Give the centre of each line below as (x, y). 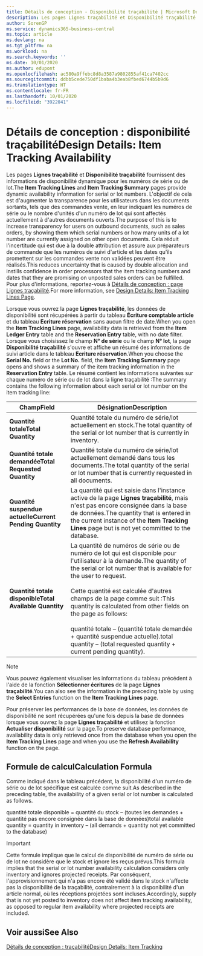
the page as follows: (99, 614)
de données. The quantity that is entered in (130, 513)
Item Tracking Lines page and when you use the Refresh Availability (93, 741)
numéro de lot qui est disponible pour (124, 553)
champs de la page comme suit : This (123, 599)
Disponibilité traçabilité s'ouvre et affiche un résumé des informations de (98, 347)
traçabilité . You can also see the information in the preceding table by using (100, 691)
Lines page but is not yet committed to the (130, 528)
